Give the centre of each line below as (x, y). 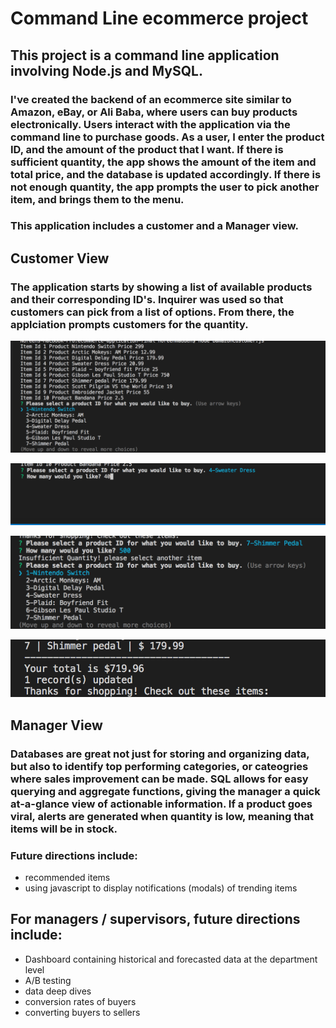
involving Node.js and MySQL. (106, 70)
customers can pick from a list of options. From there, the (152, 312)
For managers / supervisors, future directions (155, 919)
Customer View (60, 258)
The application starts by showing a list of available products (161, 287)
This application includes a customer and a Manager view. (154, 226)
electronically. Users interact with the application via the (150, 124)
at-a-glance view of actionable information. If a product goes (161, 804)
